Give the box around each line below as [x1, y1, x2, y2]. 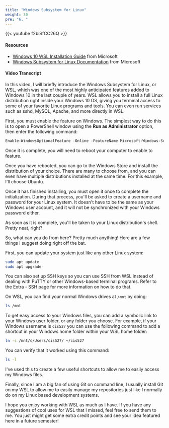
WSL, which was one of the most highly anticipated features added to [5, 87, 150, 93]
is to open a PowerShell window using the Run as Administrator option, [5, 123, 154, 129]
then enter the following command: [5, 128, 78, 134]
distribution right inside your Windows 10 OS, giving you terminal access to [5, 97, 161, 103]
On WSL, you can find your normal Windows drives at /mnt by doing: [5, 294, 147, 300]
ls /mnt [5, 303, 22, 309]
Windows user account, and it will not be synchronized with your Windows [5, 204, 160, 210]
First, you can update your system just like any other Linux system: [5, 250, 144, 256]
